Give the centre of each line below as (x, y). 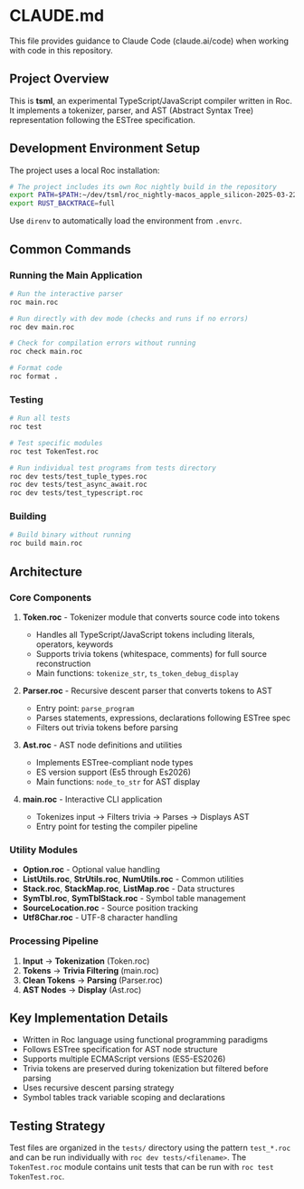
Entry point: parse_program (85, 708)
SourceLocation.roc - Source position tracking (110, 908)
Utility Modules (44, 850)
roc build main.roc (46, 544)
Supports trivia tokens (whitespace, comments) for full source (152, 653)
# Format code (36, 368)
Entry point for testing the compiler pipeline (117, 826)
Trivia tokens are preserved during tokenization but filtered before (145, 1069)
